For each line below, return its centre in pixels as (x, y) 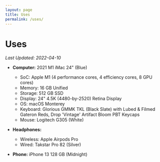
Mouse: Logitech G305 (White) (52, 120)
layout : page (19, 10)
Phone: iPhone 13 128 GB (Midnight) (50, 154)
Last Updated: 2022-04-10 (33, 58)
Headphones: (27, 130)
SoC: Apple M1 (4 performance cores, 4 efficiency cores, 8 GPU (86, 77)
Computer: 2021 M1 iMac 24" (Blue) (50, 68)
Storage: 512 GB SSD (42, 93)
